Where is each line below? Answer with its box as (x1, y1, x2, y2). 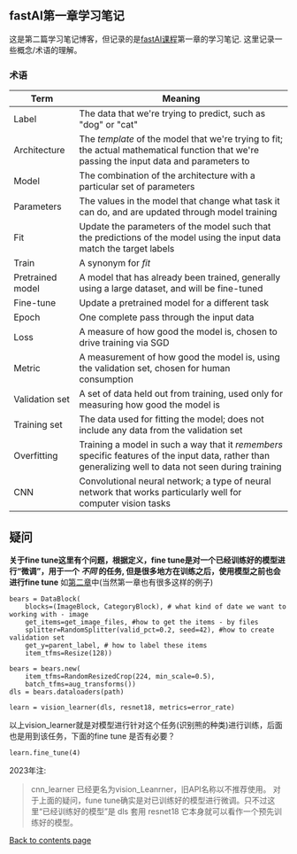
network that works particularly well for (79, 486, 242, 499)
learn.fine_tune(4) (9, 748, 81, 757)
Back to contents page (9, 835, 92, 845)
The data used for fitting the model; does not (79, 413, 264, 425)
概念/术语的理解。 (16, 44, 82, 55)
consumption (79, 373, 134, 385)
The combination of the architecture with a (79, 169, 256, 182)
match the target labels (79, 243, 175, 255)
